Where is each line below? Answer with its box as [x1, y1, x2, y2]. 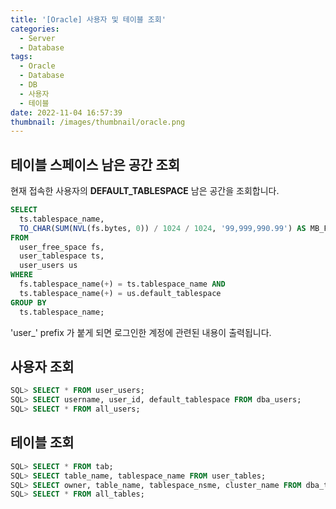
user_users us [19, 261, 78, 271]
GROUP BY [10, 297, 47, 308]
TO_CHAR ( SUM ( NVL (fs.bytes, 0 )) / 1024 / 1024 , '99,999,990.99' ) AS [19, 223, 307, 233]
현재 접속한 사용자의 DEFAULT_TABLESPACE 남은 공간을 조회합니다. [10, 185, 280, 197]
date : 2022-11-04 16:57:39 [10, 107, 123, 118]
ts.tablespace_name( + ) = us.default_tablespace [19, 288, 222, 298]
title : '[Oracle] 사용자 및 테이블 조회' [10, 14, 167, 25]
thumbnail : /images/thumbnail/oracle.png [10, 117, 186, 127]
